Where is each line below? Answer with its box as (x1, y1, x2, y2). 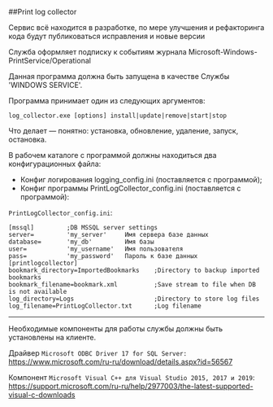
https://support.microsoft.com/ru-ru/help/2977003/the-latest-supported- (8, 382, 253, 391)
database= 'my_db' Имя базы (8, 238, 154, 246)
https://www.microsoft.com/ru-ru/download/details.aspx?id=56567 (8, 357, 233, 366)
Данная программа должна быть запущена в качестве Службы (8, 72, 230, 81)
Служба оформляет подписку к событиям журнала (8, 47, 187, 56)
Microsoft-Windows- (188, 47, 258, 56)
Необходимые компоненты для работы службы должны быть (8, 324, 223, 333)
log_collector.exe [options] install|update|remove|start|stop (8, 112, 227, 120)
